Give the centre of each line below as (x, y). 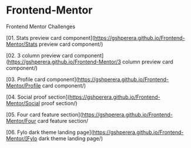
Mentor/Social (23, 103)
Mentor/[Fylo (22, 138)
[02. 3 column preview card (40, 55)
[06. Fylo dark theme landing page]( (50, 132)
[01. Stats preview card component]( (50, 38)
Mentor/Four (21, 120)
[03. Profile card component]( (42, 79)
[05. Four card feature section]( (44, 115)
